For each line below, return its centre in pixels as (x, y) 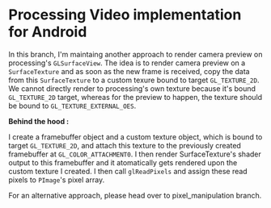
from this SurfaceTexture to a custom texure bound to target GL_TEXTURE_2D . (134, 80)
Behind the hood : (39, 121)
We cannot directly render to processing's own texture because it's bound (132, 88)
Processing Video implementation (125, 15)
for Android (48, 32)
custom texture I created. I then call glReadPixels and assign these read (128, 171)
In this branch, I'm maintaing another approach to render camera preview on (135, 54)
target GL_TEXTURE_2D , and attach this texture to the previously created (125, 145)
